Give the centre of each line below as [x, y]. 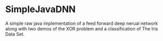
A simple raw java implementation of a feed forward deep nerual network [82, 23]
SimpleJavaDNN [41, 9]
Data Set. [15, 34]
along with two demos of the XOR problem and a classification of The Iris [82, 28]
